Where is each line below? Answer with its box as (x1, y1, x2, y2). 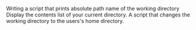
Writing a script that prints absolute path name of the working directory (6, 5, 179, 12)
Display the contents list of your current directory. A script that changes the (6, 11, 191, 18)
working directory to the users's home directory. (6, 18, 124, 24)
